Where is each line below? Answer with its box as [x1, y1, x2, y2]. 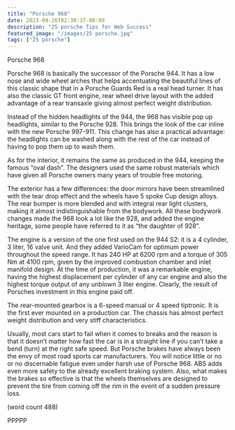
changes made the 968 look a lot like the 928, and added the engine [7, 215, 205, 223]
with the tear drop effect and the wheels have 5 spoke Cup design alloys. [7, 192, 219, 201]
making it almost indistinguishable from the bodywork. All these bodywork [7, 207, 222, 215]
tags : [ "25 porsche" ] [7, 36, 71, 43]
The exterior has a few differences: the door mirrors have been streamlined [7, 184, 224, 193]
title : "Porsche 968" [7, 10, 71, 18]
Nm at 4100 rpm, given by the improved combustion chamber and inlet [7, 257, 212, 267]
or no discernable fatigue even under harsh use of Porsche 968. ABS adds [7, 359, 222, 368]
